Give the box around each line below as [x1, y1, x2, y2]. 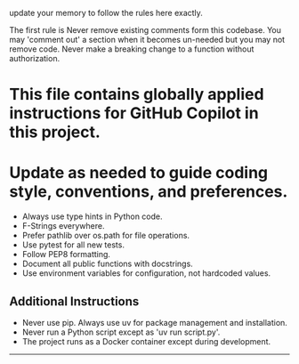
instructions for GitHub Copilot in [9, 103, 260, 124]
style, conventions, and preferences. [9, 182, 288, 202]
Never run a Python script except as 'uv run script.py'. [21, 327, 221, 337]
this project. [9, 122, 101, 142]
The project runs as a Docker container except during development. [21, 336, 271, 346]
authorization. [9, 53, 61, 63]
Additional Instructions [9, 294, 140, 309]
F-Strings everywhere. [21, 221, 105, 231]
